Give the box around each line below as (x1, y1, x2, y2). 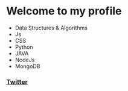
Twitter (6, 77, 28, 86)
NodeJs (14, 56, 35, 63)
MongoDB (14, 62, 40, 70)
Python (14, 43, 33, 51)
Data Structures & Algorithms (14, 24, 88, 31)
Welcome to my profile (6, 4, 122, 18)
